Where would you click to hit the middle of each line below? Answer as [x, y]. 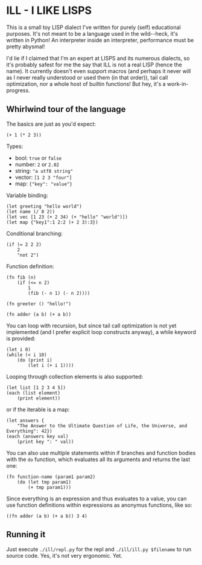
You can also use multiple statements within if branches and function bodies [101, 453]
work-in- [178, 84]
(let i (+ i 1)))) [51, 365]
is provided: [21, 338]
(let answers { [25, 421]
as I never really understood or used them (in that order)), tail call [87, 77]
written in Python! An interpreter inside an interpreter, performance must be [100, 40]
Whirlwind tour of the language [66, 109]
